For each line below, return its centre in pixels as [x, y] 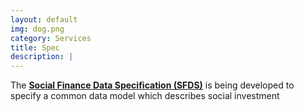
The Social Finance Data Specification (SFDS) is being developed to [152, 85]
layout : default [44, 19]
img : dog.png [37, 29]
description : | [42, 57]
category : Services [51, 38]
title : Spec [35, 47]
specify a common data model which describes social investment [145, 96]
